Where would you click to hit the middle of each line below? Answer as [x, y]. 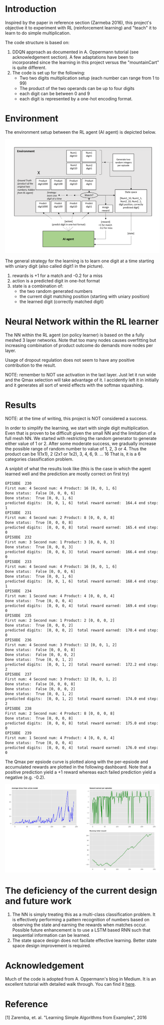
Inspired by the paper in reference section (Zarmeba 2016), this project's [78, 23]
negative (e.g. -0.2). [25, 777]
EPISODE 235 [18, 616]
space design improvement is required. [52, 946]
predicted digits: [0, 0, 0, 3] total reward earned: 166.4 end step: [82, 552]
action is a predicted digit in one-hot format [56, 281]
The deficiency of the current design [81, 891]
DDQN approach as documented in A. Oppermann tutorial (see [75, 52]
